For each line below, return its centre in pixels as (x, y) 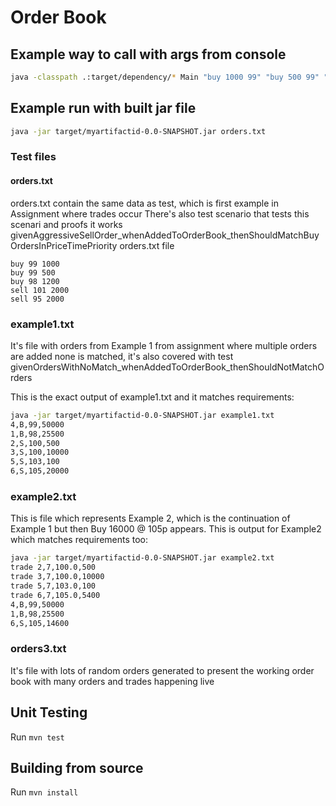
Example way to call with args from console (148, 54)
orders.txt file (147, 245)
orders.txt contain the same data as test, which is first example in (144, 203)
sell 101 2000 (40, 290)
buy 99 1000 (35, 264)
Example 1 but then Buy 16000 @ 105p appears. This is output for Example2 (166, 529)
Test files (33, 157)
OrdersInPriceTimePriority (64, 245)
